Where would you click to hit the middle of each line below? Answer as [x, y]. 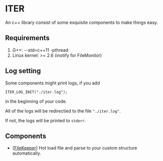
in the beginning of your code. [36, 101]
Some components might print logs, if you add [53, 83]
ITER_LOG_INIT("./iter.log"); [37, 92]
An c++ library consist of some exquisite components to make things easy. [81, 22]
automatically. [27, 153]
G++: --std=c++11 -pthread [40, 50]
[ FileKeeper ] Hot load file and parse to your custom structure [75, 148]
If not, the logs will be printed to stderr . [45, 120]
